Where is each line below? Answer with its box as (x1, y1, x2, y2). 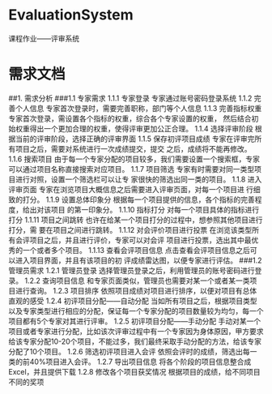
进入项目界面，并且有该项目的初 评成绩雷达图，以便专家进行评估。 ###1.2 (15, 255, 262, 265)
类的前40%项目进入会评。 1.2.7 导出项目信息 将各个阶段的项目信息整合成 (8, 357, 252, 366)
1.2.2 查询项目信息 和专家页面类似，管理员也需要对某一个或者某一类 (23, 276, 250, 285)
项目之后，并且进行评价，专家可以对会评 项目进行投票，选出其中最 (29, 235, 252, 245)
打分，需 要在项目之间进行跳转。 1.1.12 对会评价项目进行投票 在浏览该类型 (8, 225, 253, 234)
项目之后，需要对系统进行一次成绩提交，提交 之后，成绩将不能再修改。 (15, 143, 252, 153)
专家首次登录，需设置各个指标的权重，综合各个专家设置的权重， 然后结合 (8, 113, 252, 123)
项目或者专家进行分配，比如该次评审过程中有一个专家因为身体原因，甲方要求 (8, 326, 264, 336)
